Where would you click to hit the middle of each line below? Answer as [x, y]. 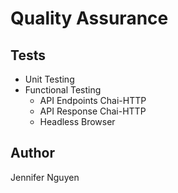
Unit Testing [49, 79]
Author [32, 153]
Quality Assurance [89, 18]
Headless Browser [77, 121]
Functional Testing [63, 90]
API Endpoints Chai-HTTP [93, 100]
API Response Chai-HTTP [93, 111]
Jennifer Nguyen [45, 177]
